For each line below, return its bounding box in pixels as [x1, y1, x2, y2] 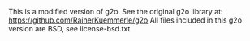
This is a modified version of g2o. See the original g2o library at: [8, 7, 223, 16]
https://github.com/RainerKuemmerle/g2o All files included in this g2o [8, 15, 242, 25]
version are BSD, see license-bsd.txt [8, 24, 131, 33]
